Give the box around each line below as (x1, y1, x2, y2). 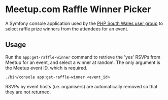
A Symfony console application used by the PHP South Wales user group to (5, 20, 163, 26)
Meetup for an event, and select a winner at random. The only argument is (5, 59, 161, 65)
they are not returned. (5, 89, 51, 95)
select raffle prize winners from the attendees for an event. (5, 25, 128, 31)
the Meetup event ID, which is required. (5, 64, 88, 71)
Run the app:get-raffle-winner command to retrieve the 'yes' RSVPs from (5, 54, 161, 60)
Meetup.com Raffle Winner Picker (5, 4, 151, 15)
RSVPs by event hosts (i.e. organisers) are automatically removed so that (5, 83, 158, 89)
